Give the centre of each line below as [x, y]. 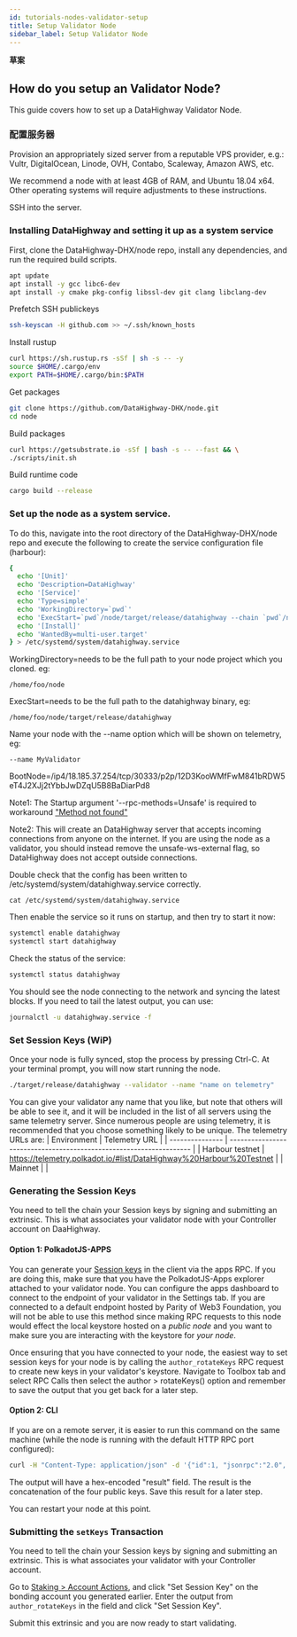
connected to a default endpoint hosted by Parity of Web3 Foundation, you [145, 1307]
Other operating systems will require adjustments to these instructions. [138, 191]
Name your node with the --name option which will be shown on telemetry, [145, 734]
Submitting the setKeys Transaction [86, 1531]
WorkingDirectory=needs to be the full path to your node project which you [146, 659]
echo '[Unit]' [43, 576]
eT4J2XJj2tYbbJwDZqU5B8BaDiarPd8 [80, 786]
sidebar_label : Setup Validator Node [79, 34]
